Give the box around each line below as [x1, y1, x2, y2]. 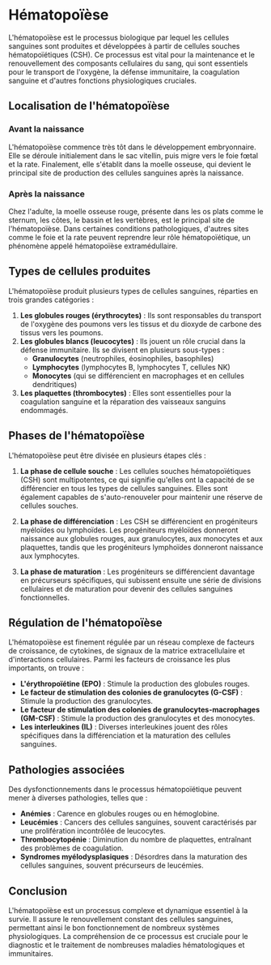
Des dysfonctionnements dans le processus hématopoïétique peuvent [8, 785, 243, 795]
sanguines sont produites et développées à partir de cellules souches [8, 41, 240, 50]
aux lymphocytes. [19, 550, 80, 561]
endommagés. [19, 405, 69, 415]
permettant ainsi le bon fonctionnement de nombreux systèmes [8, 923, 220, 933]
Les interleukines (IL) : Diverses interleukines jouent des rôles [19, 722, 228, 732]
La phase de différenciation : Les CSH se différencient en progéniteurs [19, 516, 258, 526]
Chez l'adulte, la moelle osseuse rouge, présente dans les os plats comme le [8, 206, 264, 216]
